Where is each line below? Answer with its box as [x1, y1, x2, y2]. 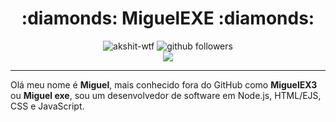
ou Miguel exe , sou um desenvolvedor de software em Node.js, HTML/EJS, [10, 89, 322, 101]
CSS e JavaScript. [10, 100, 85, 112]
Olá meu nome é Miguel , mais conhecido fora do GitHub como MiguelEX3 [10, 78, 318, 91]
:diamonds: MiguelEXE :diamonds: [21, 7, 315, 30]
